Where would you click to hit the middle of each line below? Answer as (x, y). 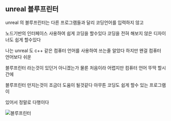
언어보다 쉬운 (18, 57)
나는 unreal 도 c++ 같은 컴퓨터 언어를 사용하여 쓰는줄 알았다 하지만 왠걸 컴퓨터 (83, 51)
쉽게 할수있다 (28, 39)
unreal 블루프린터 (32, 9)
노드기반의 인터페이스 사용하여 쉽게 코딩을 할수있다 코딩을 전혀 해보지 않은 (79, 33)
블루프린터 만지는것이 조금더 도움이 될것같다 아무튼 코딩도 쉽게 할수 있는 (77, 85)
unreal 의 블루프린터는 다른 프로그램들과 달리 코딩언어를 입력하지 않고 (75, 22)
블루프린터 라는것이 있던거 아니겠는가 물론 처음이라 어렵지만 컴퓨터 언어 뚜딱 (81, 67)
